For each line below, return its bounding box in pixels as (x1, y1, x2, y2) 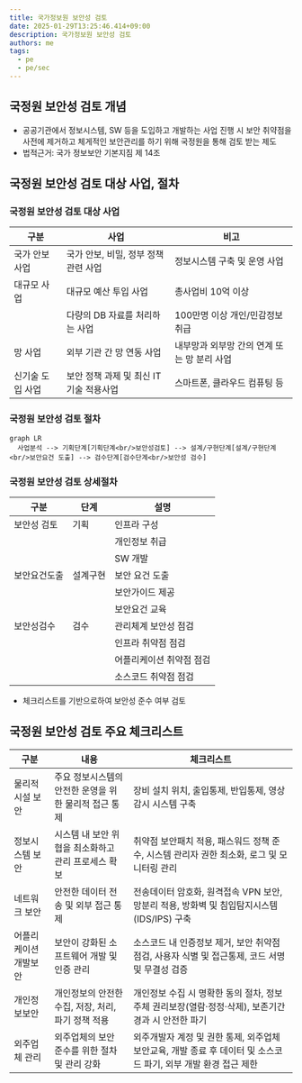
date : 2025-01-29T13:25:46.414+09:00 (9, 22, 151, 31)
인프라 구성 (114, 518, 159, 531)
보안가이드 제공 (114, 586, 175, 598)
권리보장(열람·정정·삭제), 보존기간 (152, 1000, 286, 1013)
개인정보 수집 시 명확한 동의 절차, (133, 987, 264, 999)
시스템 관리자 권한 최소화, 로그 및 (146, 848, 277, 860)
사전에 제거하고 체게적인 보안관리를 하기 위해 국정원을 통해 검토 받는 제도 (22, 136, 277, 147)
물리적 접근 (65, 797, 110, 810)
